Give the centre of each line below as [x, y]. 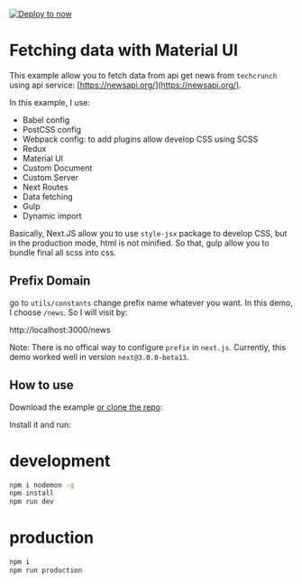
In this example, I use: [50, 102]
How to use [41, 385]
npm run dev [32, 502]
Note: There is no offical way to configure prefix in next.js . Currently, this [148, 347]
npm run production [46, 570]
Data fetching [48, 196]
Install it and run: [41, 424]
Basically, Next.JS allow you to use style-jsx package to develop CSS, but [148, 233]
